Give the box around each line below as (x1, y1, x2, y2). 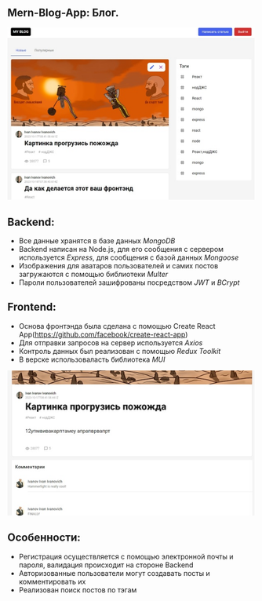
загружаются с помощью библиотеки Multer (18, 269, 169, 279)
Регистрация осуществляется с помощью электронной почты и (18, 552, 234, 561)
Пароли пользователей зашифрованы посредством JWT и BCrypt (18, 278, 240, 287)
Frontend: (7, 300, 56, 314)
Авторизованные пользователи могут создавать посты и (18, 568, 211, 577)
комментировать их (18, 577, 86, 586)
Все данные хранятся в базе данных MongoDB (18, 235, 176, 246)
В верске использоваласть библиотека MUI (18, 355, 166, 364)
